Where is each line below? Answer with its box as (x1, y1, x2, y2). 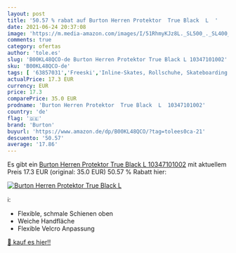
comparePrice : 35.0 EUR (7, 96, 77, 103)
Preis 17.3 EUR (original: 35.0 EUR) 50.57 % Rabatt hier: (7, 168, 167, 176)
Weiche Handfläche (17, 217, 75, 226)
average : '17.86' (7, 141, 58, 148)
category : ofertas (7, 43, 61, 50)
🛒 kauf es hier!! (7, 238, 51, 247)
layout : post (7, 10, 46, 18)
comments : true (7, 37, 52, 44)
